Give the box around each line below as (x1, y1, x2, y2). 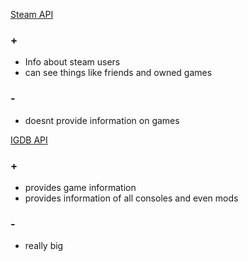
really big (24, 240, 64, 252)
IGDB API (10, 134, 48, 146)
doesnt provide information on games (24, 114, 180, 126)
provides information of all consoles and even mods (24, 192, 239, 204)
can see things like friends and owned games (24, 67, 213, 79)
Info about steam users (24, 56, 121, 68)
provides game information (24, 181, 137, 193)
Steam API (10, 9, 54, 20)
